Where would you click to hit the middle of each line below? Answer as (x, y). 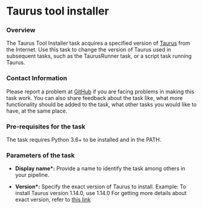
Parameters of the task (41, 155)
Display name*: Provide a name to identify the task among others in (100, 168)
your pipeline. (32, 175)
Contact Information (37, 78)
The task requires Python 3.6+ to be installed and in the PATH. (84, 140)
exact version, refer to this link (53, 200)
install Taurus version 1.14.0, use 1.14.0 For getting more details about (101, 193)
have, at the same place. (37, 111)
